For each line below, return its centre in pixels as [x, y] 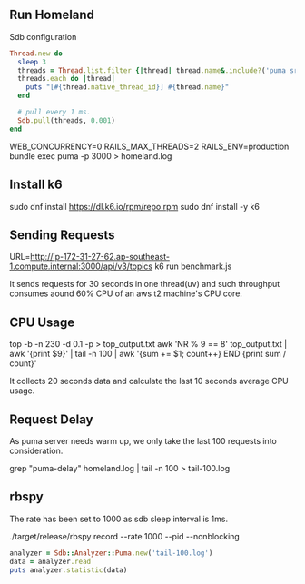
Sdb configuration [43, 36]
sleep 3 [32, 62]
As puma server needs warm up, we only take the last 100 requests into [143, 440]
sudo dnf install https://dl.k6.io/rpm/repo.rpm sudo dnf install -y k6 [135, 206]
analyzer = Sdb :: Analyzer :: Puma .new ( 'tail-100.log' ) [111, 553]
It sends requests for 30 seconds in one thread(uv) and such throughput [145, 284]
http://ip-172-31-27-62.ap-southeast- [100, 257]
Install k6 [36, 185]
